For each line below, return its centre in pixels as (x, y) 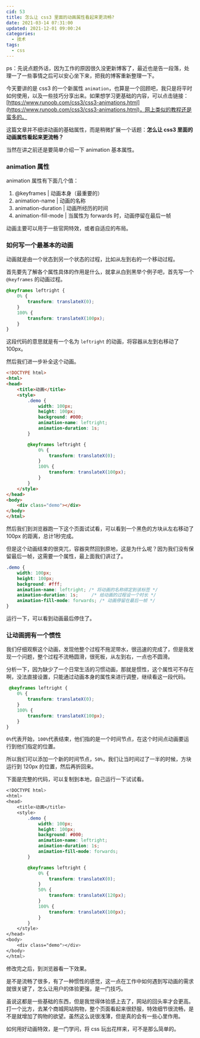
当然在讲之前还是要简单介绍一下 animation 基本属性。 (72, 149)
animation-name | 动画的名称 (50, 201)
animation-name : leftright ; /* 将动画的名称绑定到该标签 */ (87, 590)
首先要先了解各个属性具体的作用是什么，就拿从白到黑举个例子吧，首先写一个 (100, 272)
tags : (13, 45)
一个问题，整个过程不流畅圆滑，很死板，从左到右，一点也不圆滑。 (92, 657)
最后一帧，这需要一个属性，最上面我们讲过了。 (68, 556)
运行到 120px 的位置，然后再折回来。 (51, 766)
